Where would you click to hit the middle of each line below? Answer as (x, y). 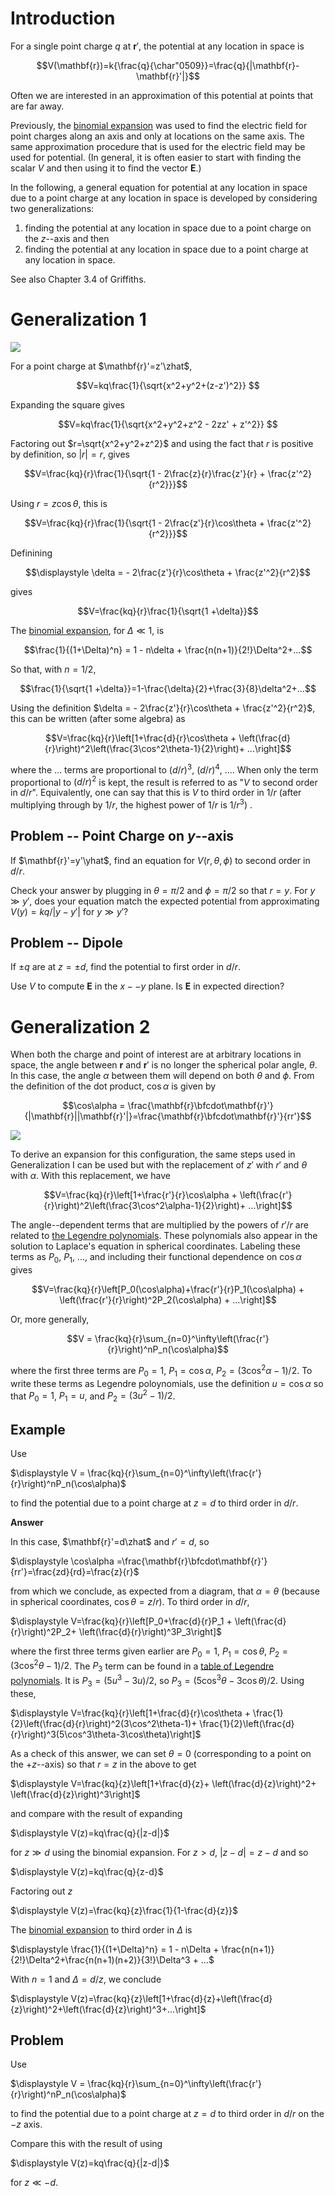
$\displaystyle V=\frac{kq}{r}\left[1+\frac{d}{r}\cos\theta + (130, 1713)
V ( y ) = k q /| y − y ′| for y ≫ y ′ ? (69, 911)
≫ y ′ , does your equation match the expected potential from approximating (165, 901)
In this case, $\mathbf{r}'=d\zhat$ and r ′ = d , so (110, 1541)
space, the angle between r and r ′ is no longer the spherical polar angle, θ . (164, 1065)
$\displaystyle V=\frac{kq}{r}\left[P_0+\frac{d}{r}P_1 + (121, 1621)
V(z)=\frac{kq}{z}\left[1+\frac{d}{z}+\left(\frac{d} (171, 1998)
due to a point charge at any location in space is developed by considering (164, 198)
